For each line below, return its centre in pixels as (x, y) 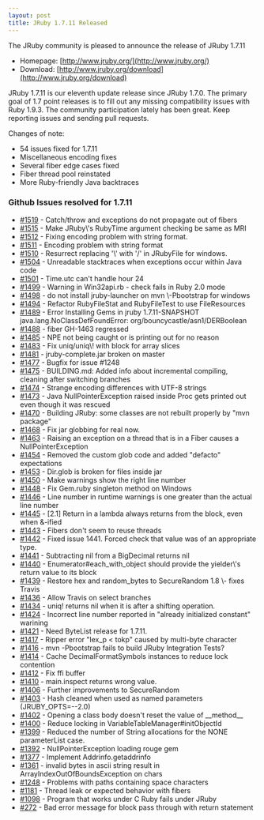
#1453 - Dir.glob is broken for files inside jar (91, 472)
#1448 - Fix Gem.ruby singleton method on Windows (106, 488)
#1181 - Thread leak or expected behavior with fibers (105, 790)
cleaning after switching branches (75, 379)
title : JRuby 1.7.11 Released (58, 23)
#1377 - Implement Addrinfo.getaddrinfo (85, 757)
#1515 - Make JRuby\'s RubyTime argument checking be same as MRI (133, 228)
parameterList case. (52, 740)
